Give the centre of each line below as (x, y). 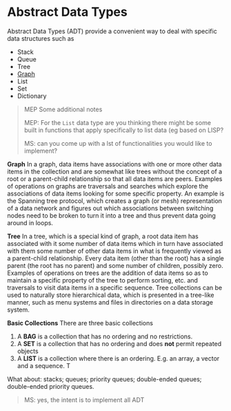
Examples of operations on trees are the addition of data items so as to (108, 273)
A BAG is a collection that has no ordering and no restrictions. (105, 336)
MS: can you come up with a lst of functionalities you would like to (118, 143)
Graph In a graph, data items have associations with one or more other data (114, 164)
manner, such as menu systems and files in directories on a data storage (110, 302)
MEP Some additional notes (63, 109)
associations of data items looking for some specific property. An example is (116, 193)
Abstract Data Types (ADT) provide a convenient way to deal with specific (112, 31)
